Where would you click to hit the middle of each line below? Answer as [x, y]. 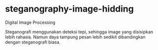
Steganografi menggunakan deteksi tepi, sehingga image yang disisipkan [79, 32]
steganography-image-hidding [69, 9]
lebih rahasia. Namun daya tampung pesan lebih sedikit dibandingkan [75, 37]
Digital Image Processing [30, 22]
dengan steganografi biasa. [33, 42]
